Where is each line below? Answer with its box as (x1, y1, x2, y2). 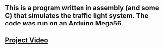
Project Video (5, 36, 48, 44)
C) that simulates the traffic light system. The (5, 12, 149, 20)
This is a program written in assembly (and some (5, 4, 159, 12)
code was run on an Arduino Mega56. (5, 19, 124, 27)
